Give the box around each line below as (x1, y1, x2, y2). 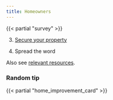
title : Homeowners (6, 8, 51, 15)
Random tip (6, 74, 40, 82)
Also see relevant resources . (6, 59, 75, 66)
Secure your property (14, 36, 67, 43)
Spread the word (14, 48, 56, 55)
